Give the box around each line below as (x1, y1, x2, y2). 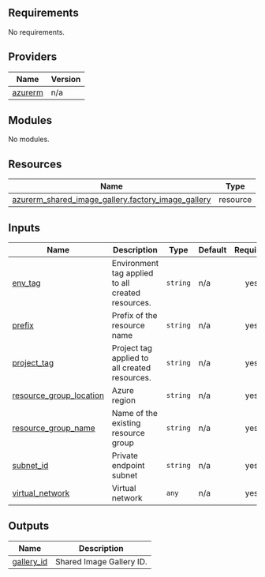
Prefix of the (111, 310, 158, 321)
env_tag (12, 278, 41, 289)
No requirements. (8, 27, 65, 36)
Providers (8, 51, 58, 64)
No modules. (8, 134, 50, 144)
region (111, 395, 136, 406)
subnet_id (12, 460, 49, 471)
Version (50, 73, 81, 84)
